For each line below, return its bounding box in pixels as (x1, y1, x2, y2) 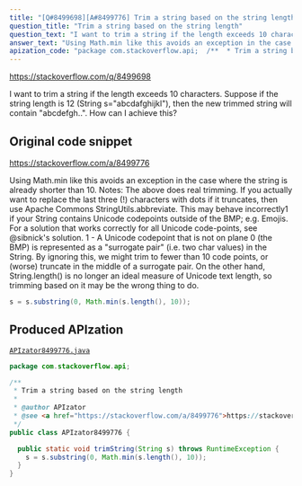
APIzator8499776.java (9, 346, 91, 355)
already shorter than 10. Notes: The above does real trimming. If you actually (9, 184, 293, 195)
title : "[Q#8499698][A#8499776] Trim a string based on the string (9, 13, 268, 22)
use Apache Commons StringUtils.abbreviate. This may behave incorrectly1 (9, 203, 289, 214)
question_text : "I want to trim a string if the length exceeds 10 (9, 30, 268, 39)
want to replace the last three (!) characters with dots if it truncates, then (9, 194, 279, 205)
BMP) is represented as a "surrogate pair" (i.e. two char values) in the (9, 242, 268, 252)
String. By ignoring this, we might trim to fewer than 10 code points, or (9, 251, 269, 261)
